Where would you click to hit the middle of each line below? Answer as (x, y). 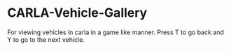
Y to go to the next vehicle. (46, 39)
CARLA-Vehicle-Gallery (77, 13)
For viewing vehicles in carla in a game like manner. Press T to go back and (115, 32)
